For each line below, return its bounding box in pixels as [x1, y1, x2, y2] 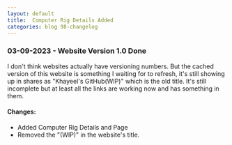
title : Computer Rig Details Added [7, 17, 114, 24]
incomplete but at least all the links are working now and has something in [7, 84, 219, 93]
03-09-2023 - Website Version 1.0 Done [7, 46, 147, 56]
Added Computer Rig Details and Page [17, 123, 128, 131]
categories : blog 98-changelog [7, 23, 98, 30]
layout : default [7, 10, 54, 17]
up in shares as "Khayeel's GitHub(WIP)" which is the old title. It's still [7, 77, 207, 85]
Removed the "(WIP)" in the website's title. [17, 130, 140, 139]
